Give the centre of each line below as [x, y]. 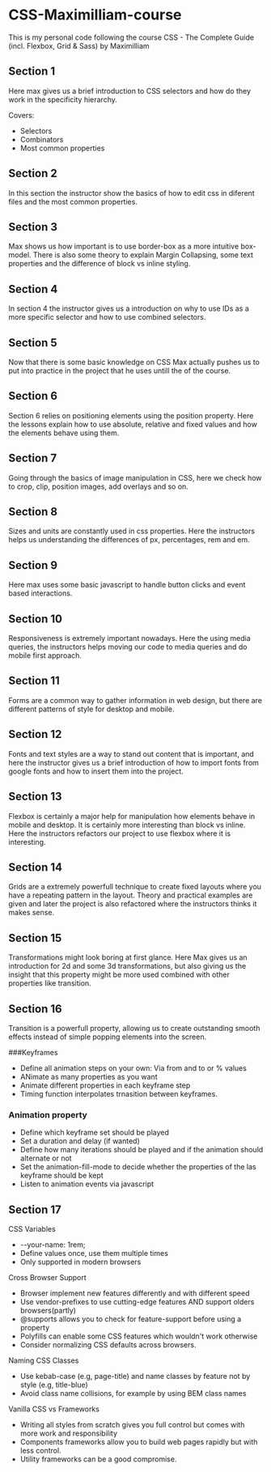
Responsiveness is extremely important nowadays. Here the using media [129, 638]
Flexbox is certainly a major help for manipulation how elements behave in [132, 816]
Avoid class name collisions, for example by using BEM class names [133, 1394]
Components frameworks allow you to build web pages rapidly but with [139, 1442]
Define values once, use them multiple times [94, 1254]
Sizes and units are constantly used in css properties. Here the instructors [132, 531]
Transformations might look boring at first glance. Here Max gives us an [128, 957]
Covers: [21, 115]
